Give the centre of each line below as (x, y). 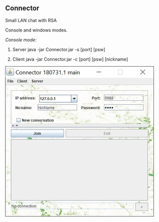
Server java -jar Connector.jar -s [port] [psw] (59, 49)
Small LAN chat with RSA (31, 20)
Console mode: (21, 40)
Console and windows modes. (36, 30)
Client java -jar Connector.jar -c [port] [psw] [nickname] (70, 59)
